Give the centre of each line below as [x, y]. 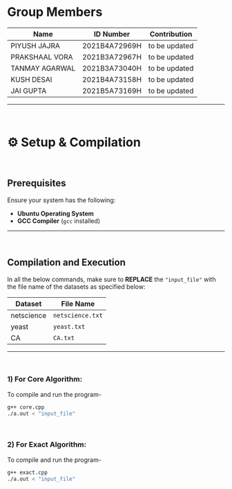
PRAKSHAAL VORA [42, 57]
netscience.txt [78, 315]
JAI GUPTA [29, 91]
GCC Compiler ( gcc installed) [59, 221]
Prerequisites [37, 183]
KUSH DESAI [31, 79]
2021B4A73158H [112, 79]
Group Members [55, 12]
